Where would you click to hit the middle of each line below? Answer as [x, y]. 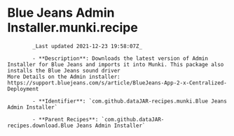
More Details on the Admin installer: [64, 77]
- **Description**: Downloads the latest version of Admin [121, 58]
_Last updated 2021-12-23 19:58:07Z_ [87, 46]
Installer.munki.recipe [73, 28]
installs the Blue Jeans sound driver [64, 70]
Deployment [23, 89]
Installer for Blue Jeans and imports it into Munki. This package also [116, 64]
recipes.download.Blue [40, 126]
